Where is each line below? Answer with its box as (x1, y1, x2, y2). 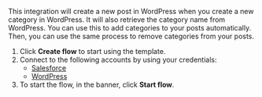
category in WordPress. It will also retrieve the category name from (8, 15, 226, 24)
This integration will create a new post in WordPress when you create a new (8, 7, 254, 16)
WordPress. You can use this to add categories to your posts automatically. (8, 23, 252, 32)
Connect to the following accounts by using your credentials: (19, 55, 217, 64)
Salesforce (31, 63, 67, 73)
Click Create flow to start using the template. (19, 47, 166, 56)
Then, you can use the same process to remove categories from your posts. (8, 31, 254, 41)
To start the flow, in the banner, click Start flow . (19, 80, 175, 89)
